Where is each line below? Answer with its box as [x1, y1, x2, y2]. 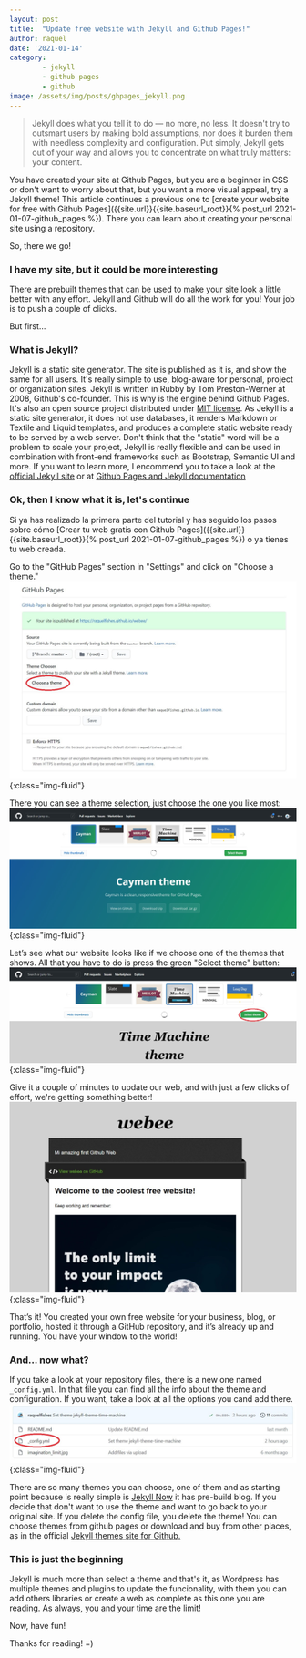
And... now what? [9, 1354, 89, 1366]
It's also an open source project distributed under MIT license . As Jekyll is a [9, 403, 294, 414]
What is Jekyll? [9, 343, 79, 355]
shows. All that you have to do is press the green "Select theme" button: [9, 957, 280, 968]
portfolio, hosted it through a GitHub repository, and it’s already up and [9, 1322, 275, 1333]
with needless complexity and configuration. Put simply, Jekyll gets [31, 137, 285, 148]
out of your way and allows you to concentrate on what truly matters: [31, 147, 291, 158]
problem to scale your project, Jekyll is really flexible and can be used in [9, 442, 280, 453]
